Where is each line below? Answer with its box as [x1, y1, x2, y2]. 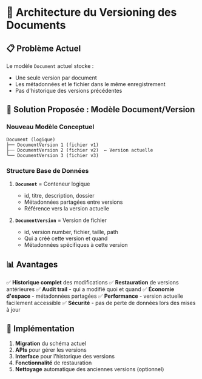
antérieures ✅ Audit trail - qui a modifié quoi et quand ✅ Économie [6, 285, 175, 293]
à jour [6, 306, 21, 313]
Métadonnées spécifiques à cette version [24, 241, 129, 248]
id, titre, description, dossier [24, 192, 95, 199]
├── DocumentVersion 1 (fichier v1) [6, 142, 99, 148]
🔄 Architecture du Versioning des [6, 5, 177, 19]
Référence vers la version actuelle [24, 204, 109, 212]
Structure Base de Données [6, 166, 89, 175]
